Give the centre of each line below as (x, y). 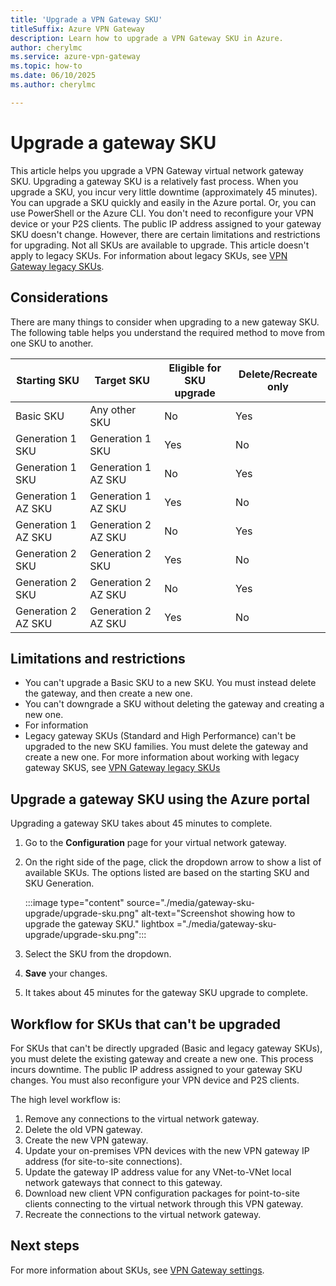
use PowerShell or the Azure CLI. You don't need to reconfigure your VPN (162, 213)
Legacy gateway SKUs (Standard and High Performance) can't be (160, 736)
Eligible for (195, 368)
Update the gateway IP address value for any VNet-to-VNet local (158, 1172)
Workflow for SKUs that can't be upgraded (145, 1024)
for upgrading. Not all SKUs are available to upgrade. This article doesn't (160, 245)
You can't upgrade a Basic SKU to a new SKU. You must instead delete (170, 683)
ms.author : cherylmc (53, 85)
